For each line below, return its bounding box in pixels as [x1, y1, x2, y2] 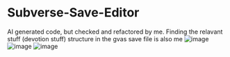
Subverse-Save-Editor [7, 5, 140, 21]
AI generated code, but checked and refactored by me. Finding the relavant [7, 27, 223, 36]
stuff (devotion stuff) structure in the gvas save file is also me [7, 34, 183, 43]
